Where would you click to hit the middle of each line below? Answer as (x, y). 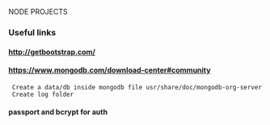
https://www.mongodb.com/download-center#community (110, 70)
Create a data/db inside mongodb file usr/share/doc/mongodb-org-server (137, 87)
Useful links (32, 32)
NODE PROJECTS (38, 12)
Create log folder (43, 94)
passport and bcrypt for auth (58, 112)
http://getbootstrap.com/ (52, 52)
